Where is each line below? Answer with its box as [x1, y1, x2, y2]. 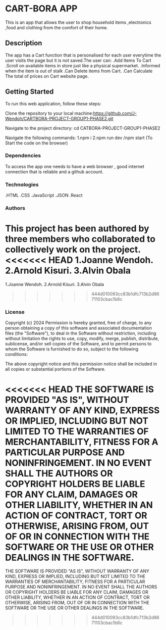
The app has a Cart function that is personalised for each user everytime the [5, 52, 162, 58]
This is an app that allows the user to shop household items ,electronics [5, 19, 152, 25]
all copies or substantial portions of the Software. [5, 366, 106, 372]
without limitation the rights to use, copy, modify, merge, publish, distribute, [5, 336, 160, 341]
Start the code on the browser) [5, 140, 68, 146]
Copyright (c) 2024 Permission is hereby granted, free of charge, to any [5, 320, 152, 326]
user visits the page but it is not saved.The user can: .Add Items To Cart [5, 57, 152, 63]
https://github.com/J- [93, 110, 137, 116]
